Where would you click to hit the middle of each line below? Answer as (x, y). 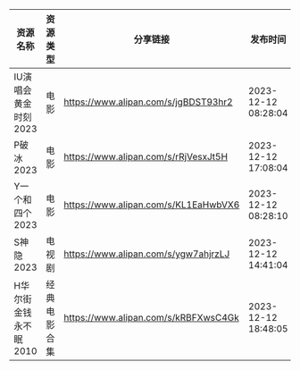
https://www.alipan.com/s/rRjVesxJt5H (146, 157)
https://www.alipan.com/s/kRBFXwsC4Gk (151, 318)
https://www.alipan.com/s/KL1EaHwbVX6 (152, 205)
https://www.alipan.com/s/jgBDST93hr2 (149, 102)
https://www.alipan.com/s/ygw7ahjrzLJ (147, 254)
